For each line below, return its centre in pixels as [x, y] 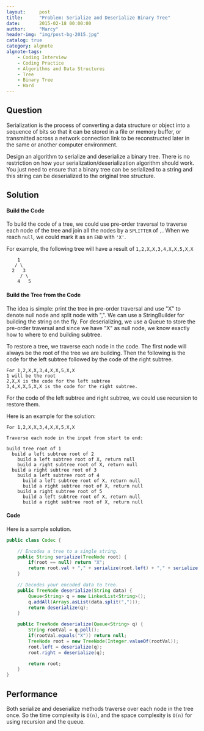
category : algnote [30, 46]
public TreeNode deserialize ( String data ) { [75, 590]
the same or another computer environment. [62, 145]
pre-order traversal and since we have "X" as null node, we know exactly [98, 328]
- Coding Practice [41, 63]
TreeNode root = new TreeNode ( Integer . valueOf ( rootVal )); [104, 641]
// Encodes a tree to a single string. [68, 551]
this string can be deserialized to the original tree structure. [81, 176]
